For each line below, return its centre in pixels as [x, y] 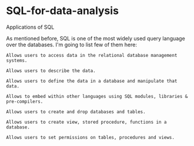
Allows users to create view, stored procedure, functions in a [86, 122]
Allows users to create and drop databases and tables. [76, 112]
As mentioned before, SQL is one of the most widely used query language [96, 38]
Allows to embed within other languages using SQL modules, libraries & [97, 96]
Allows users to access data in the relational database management [92, 55]
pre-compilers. [25, 101]
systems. [17, 60]
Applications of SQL [30, 27]
